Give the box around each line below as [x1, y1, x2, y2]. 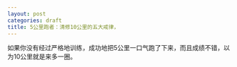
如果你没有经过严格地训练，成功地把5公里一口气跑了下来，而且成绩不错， [7, 44, 224, 52]
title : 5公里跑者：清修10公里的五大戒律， [7, 23, 119, 30]
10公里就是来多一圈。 [13, 52, 77, 61]
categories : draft [7, 17, 62, 24]
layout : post [7, 10, 46, 18]
